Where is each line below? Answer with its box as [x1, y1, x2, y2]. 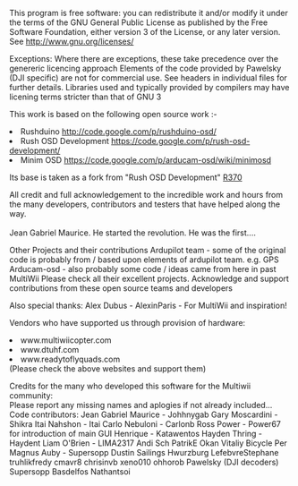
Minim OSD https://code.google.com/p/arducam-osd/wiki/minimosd [21, 155, 271, 165]
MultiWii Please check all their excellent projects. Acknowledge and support [9, 273, 289, 284]
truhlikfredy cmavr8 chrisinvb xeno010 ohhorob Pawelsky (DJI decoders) [9, 456, 279, 467]
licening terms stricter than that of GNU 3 [9, 91, 162, 102]
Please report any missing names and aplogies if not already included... [9, 400, 273, 410]
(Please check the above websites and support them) [9, 363, 207, 374]
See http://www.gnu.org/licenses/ [9, 36, 134, 47]
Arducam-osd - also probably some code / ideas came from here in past [9, 264, 277, 274]
